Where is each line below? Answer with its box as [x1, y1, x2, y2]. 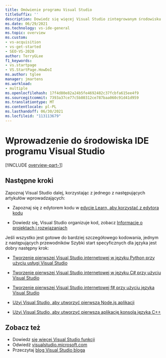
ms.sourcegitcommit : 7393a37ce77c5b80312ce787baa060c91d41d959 [5, 95, 139, 100]
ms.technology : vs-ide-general [5, 26, 70, 31]
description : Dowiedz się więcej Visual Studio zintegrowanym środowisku [5, 16, 162, 21]
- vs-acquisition [5, 40, 41, 45]
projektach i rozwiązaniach [12, 225, 68, 231]
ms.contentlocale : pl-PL [5, 104, 57, 109]
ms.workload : [5, 81, 32, 86]
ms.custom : [5, 35, 28, 40]
